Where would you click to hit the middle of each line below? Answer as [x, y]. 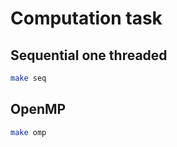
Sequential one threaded [89, 55]
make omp [28, 132]
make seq [28, 78]
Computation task [86, 18]
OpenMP [38, 109]
